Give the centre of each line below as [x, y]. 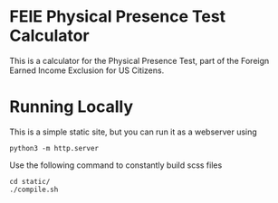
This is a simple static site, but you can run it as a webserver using [134, 132]
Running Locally [72, 107]
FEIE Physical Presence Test [118, 17]
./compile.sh [34, 189]
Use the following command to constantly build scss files [116, 165]
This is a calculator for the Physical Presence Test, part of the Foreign [139, 60]
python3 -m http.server [54, 148]
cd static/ [30, 181]
